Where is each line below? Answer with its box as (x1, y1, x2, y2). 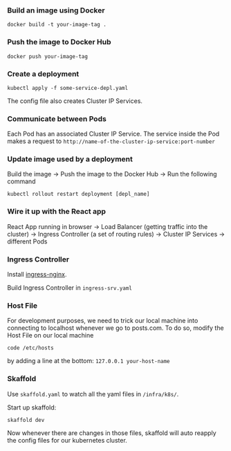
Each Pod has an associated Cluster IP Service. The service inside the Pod (7, 130, 220, 138)
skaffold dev (7, 416, 45, 423)
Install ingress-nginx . (7, 270, 67, 279)
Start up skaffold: (7, 403, 57, 412)
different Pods (7, 237, 48, 246)
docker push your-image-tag (7, 53, 89, 60)
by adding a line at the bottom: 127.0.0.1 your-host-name (7, 357, 171, 365)
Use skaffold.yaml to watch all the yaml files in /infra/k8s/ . (7, 389, 179, 398)
